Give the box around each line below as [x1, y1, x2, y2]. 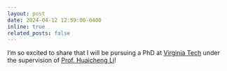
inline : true [7, 23, 46, 30]
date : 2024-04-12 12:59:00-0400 [7, 17, 102, 24]
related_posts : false [7, 29, 71, 37]
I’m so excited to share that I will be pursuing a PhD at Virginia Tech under [7, 49, 221, 57]
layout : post [7, 10, 46, 17]
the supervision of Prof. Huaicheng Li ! [7, 56, 117, 65]
